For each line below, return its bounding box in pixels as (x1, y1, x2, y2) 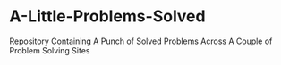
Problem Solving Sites (9, 45, 90, 55)
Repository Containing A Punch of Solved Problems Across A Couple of (9, 36, 273, 46)
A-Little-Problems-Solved (9, 6, 206, 27)
